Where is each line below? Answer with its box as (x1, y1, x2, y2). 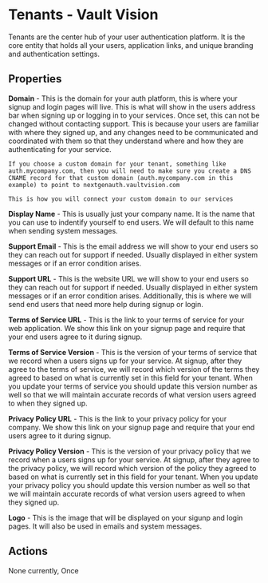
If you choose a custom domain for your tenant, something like (8, 160, 227, 168)
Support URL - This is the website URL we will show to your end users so (8, 274, 249, 283)
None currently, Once (8, 565, 79, 575)
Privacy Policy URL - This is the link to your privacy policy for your (8, 413, 227, 423)
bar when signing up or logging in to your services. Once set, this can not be (8, 110, 260, 120)
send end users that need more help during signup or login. (8, 299, 203, 309)
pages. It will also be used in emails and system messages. (8, 521, 203, 531)
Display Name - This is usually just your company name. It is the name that (8, 209, 255, 218)
